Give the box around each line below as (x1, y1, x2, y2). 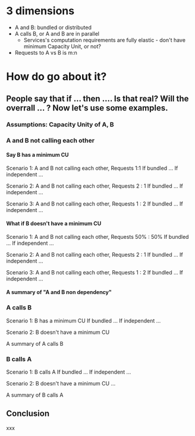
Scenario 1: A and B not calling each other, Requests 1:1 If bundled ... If (6, 165, 178, 172)
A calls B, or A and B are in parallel (14, 30, 100, 37)
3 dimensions (6, 4, 75, 18)
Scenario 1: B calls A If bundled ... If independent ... (6, 368, 131, 375)
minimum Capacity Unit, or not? (23, 43, 101, 50)
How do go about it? (6, 70, 107, 84)
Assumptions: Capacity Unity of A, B (6, 121, 114, 129)
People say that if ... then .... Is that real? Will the (6, 93, 189, 103)
